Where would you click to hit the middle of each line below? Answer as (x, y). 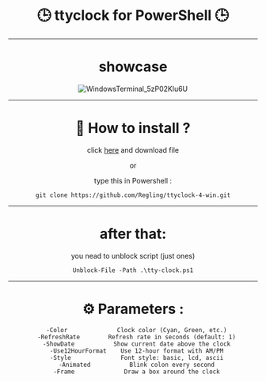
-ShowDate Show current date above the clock (137, 344)
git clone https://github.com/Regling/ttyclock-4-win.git (133, 195)
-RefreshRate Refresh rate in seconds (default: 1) (136, 337)
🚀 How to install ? (133, 129)
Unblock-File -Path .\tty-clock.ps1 (133, 270)
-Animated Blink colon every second (137, 365)
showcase (133, 67)
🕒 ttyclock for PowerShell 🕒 (133, 15)
